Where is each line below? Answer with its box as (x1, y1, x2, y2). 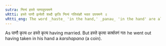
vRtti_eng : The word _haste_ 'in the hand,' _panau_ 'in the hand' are (5, 16, 156, 21)
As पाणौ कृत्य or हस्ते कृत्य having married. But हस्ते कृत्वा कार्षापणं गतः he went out (5, 30, 152, 36)
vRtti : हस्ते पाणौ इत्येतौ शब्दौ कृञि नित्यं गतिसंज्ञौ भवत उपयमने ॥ (5, 12, 107, 17)
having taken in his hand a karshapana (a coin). (5, 36, 102, 42)
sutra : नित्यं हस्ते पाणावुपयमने (5, 7, 53, 12)
